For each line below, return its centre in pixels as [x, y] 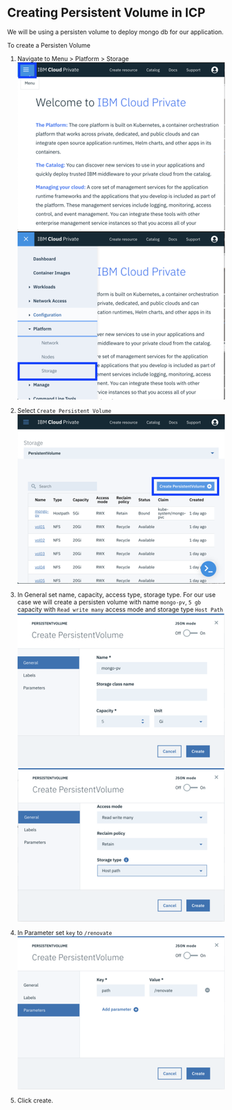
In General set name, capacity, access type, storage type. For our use [116, 595]
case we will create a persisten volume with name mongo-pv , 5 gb [109, 602]
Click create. [35, 1100]
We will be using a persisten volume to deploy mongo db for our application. [116, 32]
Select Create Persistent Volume [64, 411]
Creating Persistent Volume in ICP [106, 13]
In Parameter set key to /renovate [65, 932]
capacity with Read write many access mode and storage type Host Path [120, 609]
